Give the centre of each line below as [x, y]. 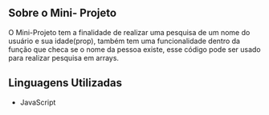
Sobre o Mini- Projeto [63, 13]
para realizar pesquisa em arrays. [63, 57]
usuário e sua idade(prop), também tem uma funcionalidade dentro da [124, 41]
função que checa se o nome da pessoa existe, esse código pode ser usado [134, 49]
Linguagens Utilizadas [65, 83]
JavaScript [38, 102]
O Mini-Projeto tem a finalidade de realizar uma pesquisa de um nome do [129, 32]
